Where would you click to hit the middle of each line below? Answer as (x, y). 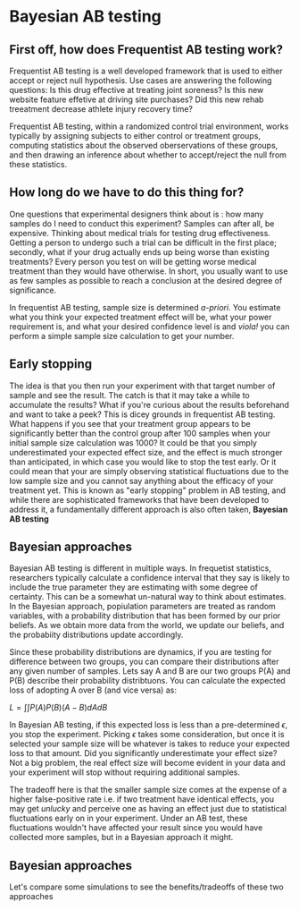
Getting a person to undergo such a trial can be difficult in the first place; (143, 242)
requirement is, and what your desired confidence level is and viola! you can (149, 326)
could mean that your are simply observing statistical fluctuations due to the (149, 471)
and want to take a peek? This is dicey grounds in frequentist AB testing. (142, 414)
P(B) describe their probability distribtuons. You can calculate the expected (147, 681)
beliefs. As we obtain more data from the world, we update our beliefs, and (147, 625)
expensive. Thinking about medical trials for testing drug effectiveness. (140, 233)
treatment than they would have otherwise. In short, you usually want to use (149, 271)
